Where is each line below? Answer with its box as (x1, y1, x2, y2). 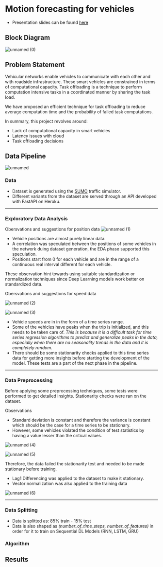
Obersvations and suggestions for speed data (5, 290, 97, 296)
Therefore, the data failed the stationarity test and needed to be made (5, 461, 145, 467)
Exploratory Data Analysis (5, 215, 68, 222)
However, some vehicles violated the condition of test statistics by (12, 427, 145, 433)
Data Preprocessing (5, 377, 53, 384)
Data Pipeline (5, 152, 46, 160)
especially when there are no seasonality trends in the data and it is (12, 339, 148, 345)
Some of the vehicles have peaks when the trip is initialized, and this (12, 324, 149, 330)
